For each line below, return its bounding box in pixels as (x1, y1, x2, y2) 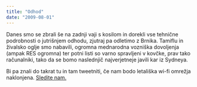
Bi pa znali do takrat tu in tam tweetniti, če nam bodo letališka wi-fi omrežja (6, 67, 191, 74)
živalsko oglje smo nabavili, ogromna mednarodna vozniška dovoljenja (6, 43, 179, 51)
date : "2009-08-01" (6, 14, 55, 20)
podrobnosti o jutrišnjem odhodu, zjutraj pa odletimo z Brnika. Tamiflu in (6, 37, 184, 44)
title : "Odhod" (6, 8, 44, 15)
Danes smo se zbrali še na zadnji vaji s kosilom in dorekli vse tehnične (6, 30, 178, 38)
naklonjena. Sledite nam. (6, 74, 67, 81)
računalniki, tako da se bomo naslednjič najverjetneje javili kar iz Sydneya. (6, 56, 188, 63)
